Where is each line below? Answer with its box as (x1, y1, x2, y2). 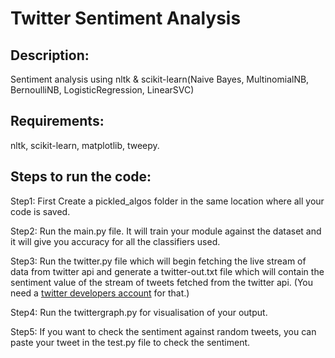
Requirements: (10, 113, 105, 130)
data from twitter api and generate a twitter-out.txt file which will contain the (10, 265, 325, 277)
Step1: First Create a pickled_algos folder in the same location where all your (10, 195, 325, 207)
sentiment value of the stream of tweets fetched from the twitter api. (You (10, 276, 314, 288)
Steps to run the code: (10, 168, 152, 186)
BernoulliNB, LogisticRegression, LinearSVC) (10, 84, 195, 96)
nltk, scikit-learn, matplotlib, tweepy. (10, 139, 160, 151)
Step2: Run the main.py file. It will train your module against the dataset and (10, 225, 322, 237)
